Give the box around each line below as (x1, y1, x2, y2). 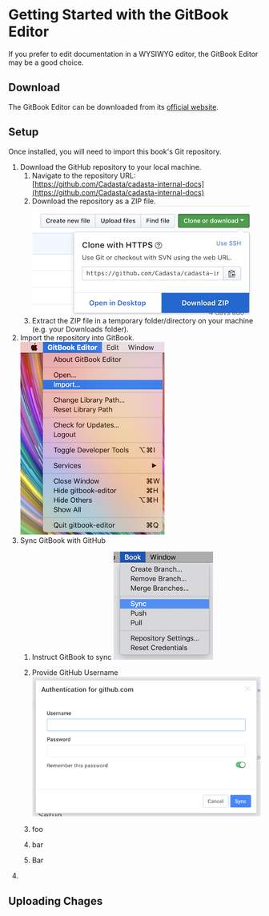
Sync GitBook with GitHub (19, 535, 106, 545)
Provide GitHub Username (31, 667, 118, 677)
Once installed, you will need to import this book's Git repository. (8, 147, 222, 156)
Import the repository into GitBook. (19, 332, 134, 342)
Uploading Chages (8, 894, 103, 908)
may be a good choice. (8, 58, 84, 67)
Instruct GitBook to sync (31, 652, 112, 661)
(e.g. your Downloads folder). (31, 324, 130, 334)
